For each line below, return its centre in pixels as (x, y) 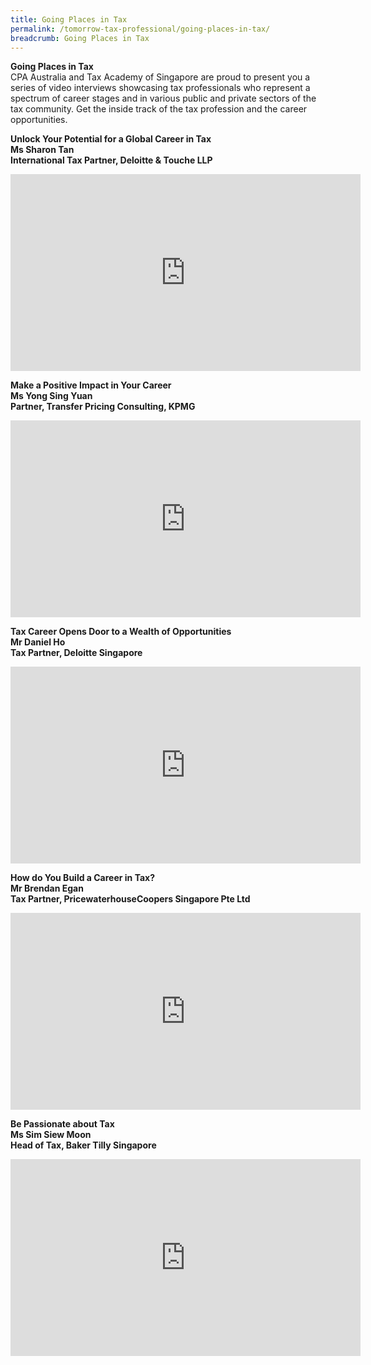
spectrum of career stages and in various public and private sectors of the (163, 98)
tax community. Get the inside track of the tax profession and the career (159, 109)
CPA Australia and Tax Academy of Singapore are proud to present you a (160, 77)
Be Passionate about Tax (62, 1124)
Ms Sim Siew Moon (51, 1135)
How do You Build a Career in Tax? (83, 878)
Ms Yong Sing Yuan (51, 396)
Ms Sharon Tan (42, 150)
